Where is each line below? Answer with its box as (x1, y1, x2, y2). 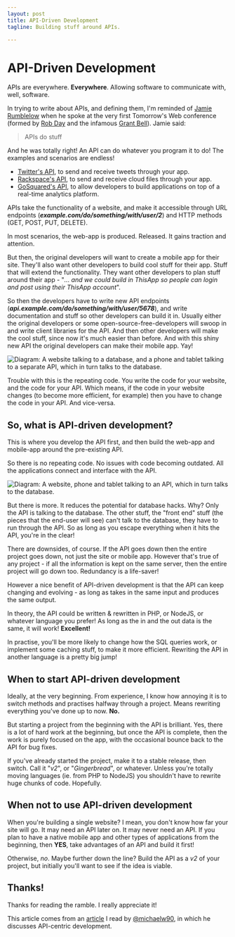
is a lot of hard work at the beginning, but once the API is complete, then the (7, 727, 228, 736)
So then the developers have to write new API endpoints (7, 297, 170, 305)
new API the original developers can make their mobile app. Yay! (7, 342, 194, 350)
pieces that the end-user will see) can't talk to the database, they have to (7, 516, 219, 525)
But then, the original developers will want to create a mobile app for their (7, 253, 220, 262)
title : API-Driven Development (7, 17, 99, 24)
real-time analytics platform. (17, 190, 100, 198)
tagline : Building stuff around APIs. (7, 23, 121, 30)
